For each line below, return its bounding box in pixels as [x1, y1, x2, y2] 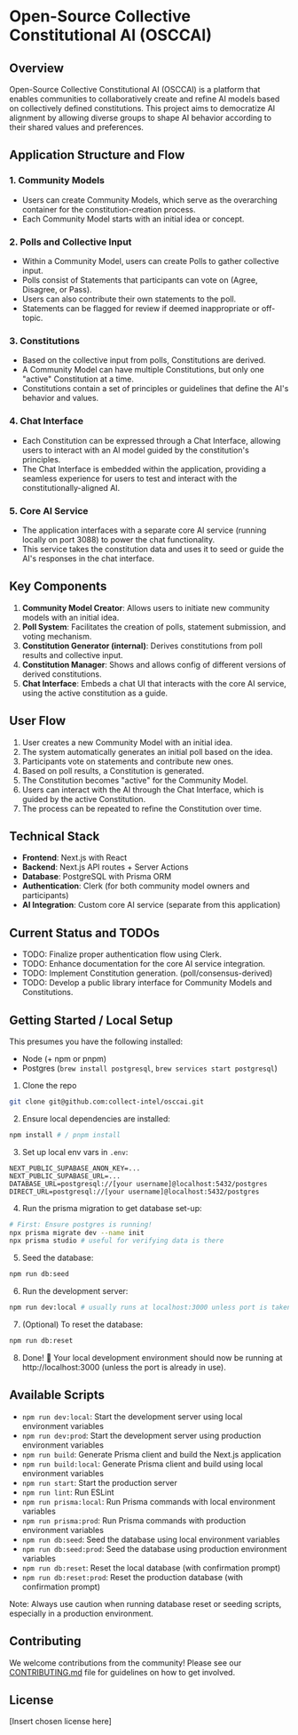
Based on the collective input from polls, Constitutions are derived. [21, 355, 266, 365]
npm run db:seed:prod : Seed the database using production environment [21, 1543, 287, 1554]
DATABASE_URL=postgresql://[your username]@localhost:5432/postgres [9, 1179, 268, 1188]
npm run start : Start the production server [21, 1477, 177, 1488]
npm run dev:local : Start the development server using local [21, 1411, 243, 1422]
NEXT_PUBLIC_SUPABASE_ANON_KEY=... [9, 1163, 141, 1173]
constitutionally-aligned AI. [21, 482, 121, 493]
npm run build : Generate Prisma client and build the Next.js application [21, 1449, 282, 1459]
